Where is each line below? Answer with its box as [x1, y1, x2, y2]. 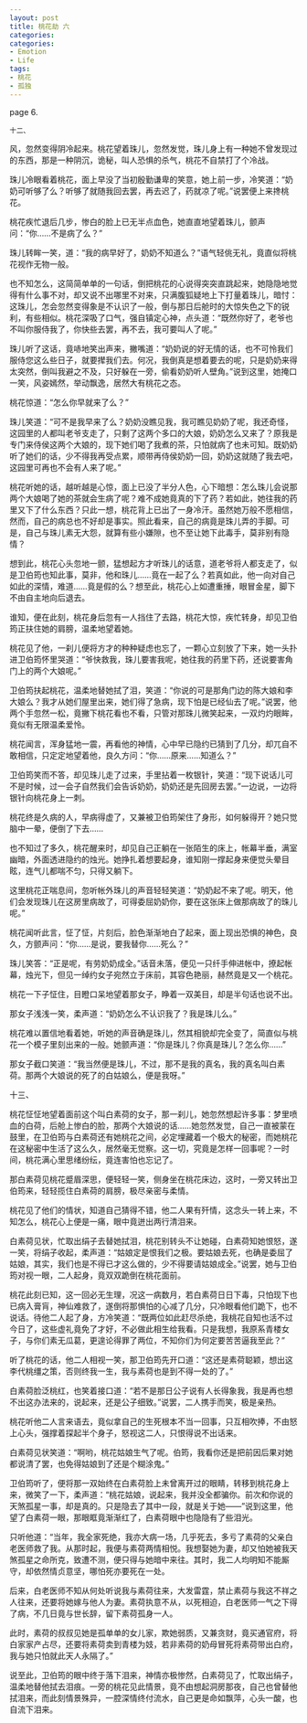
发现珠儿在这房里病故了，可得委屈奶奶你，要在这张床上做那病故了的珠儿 [25, 896, 298, 907]
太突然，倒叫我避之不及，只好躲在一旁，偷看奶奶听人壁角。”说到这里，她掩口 [9, 366, 298, 377]
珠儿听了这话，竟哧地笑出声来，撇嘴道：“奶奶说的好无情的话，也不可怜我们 [9, 343, 294, 354]
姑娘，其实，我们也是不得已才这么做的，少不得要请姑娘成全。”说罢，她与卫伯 [9, 1258, 298, 1269]
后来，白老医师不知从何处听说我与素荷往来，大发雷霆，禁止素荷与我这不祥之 [9, 1585, 298, 1596]
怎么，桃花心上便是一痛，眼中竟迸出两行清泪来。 [16, 1216, 202, 1227]
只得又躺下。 [89, 865, 138, 876]
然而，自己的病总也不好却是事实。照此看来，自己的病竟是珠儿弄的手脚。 [9, 516, 281, 526]
